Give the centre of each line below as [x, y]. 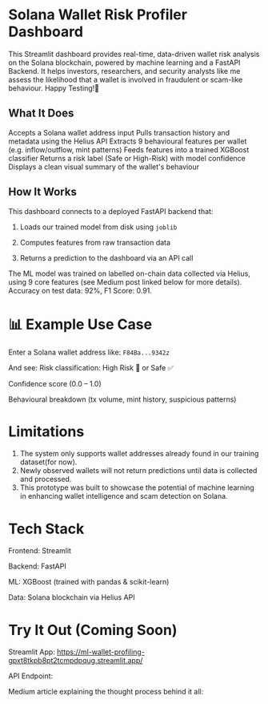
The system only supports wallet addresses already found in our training [139, 454]
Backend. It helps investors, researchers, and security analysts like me [124, 71]
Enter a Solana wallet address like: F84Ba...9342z [89, 352]
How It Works [43, 192]
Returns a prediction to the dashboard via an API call [106, 257]
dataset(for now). [48, 462]
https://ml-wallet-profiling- [101, 652]
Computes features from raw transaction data [95, 242]
